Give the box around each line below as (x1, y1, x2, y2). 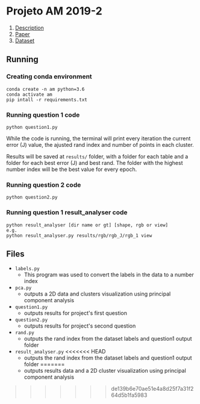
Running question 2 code (6, 181, 81, 189)
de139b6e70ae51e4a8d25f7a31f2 (111, 385, 194, 393)
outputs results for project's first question (23, 309, 128, 317)
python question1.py (6, 124, 58, 130)
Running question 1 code (6, 110, 80, 119)
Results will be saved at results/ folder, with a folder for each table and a (6, 152, 189, 160)
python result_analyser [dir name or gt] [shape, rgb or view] (6, 222, 169, 228)
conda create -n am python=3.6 (6, 86, 85, 92)
